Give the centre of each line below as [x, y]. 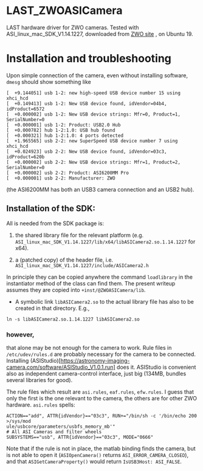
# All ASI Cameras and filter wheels [54, 432]
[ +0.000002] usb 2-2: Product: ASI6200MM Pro [68, 173]
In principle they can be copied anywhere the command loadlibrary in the [100, 277]
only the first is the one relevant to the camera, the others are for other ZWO [102, 398]
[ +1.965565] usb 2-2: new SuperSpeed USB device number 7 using [92, 141]
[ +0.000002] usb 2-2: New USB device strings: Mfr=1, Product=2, [94, 162]
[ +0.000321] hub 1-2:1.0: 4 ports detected [65, 135]
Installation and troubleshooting [89, 59]
